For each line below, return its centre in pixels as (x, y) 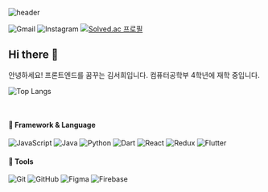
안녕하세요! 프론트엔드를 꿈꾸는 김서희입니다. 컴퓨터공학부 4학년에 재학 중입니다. (134, 75)
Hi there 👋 (33, 55)
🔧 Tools (21, 161)
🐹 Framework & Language (52, 125)
